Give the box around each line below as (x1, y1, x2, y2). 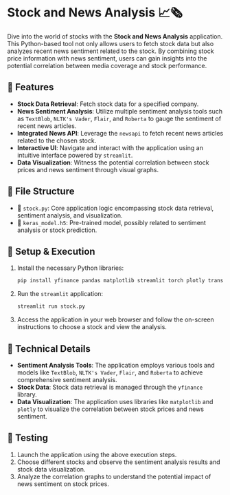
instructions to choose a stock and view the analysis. (16, 323, 167, 331)
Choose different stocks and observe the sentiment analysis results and (16, 458, 221, 466)
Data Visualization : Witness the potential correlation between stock (16, 158, 209, 167)
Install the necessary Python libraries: (16, 264, 124, 272)
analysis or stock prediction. (16, 226, 97, 234)
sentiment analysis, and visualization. (16, 211, 123, 220)
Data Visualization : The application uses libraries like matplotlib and (16, 397, 214, 406)
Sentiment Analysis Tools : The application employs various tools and (16, 361, 215, 369)
